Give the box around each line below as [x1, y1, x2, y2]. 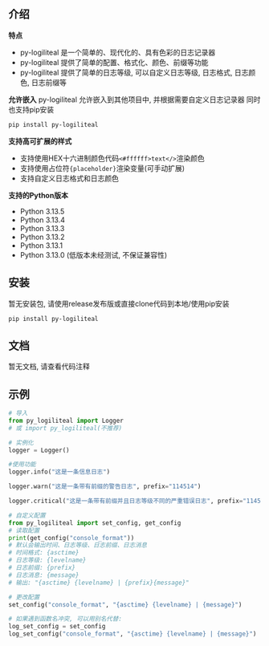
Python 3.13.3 [19, 223, 65, 233]
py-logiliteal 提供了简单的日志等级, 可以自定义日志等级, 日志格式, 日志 [19, 67, 249, 77]
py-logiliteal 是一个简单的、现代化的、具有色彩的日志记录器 [19, 47, 216, 57]
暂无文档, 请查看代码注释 [8, 362, 90, 372]
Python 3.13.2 [19, 232, 66, 242]
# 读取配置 [8, 526, 40, 534]
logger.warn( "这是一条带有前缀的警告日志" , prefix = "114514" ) [8, 482, 202, 491]
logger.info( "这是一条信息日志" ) [8, 468, 111, 476]
